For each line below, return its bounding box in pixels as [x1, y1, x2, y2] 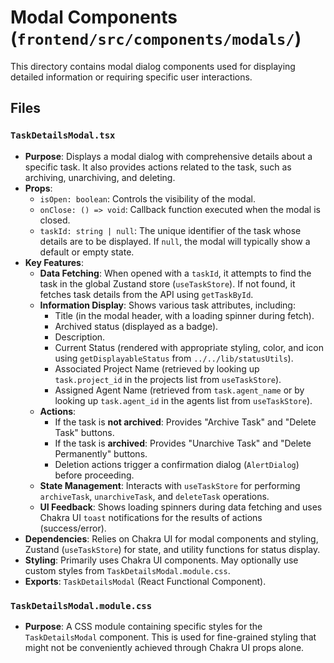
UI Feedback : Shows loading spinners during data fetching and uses [39, 501, 323, 513]
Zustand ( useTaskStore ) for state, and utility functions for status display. [24, 543, 321, 555]
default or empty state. [39, 246, 135, 258]
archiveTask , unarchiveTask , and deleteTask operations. [39, 490, 270, 502]
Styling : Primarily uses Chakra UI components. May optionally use [24, 554, 299, 566]
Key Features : [24, 256, 84, 268]
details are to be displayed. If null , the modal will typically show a [39, 235, 311, 247]
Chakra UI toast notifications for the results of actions [39, 511, 263, 523]
